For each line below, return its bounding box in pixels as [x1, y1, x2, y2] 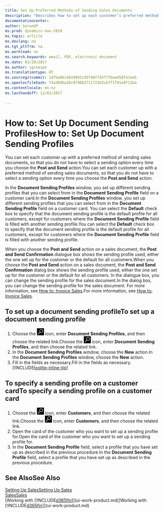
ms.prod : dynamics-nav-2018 [5, 28, 63, 34]
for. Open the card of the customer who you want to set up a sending [12, 434, 150, 440]
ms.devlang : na [5, 39, 36, 44]
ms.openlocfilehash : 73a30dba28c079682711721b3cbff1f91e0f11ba [5, 80, 137, 85]
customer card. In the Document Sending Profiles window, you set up [5, 195, 146, 201]
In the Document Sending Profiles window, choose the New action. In [12, 349, 153, 355]
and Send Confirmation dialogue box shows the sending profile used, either [5, 251, 159, 257]
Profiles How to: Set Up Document [5, 128, 144, 139]
